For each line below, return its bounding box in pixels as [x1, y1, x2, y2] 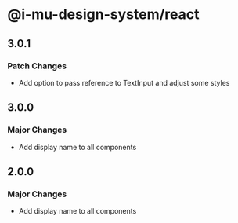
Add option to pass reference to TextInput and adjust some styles [18, 78, 230, 87]
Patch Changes [7, 60, 67, 71]
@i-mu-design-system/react [7, 5, 200, 24]
